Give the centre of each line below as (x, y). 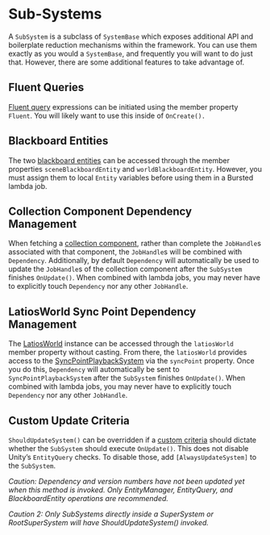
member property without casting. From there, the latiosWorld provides (128, 353)
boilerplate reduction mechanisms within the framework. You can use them (133, 44)
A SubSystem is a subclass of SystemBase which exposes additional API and (131, 36)
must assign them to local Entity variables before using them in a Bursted (131, 178)
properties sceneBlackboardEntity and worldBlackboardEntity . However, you (135, 169)
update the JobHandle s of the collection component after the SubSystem (125, 269)
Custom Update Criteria (69, 420)
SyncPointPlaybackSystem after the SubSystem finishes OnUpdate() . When (127, 378)
